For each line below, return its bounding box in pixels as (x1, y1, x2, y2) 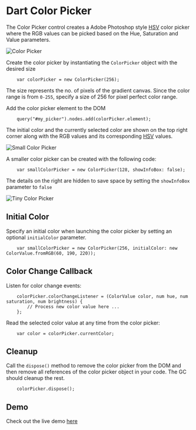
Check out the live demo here (6, 418, 78, 425)
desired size (6, 65, 36, 72)
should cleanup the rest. (6, 375, 65, 382)
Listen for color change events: (6, 282, 82, 289)
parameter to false (6, 183, 52, 190)
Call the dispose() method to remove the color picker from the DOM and (6, 362, 181, 369)
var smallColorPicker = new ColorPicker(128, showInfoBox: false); (16, 167, 185, 173)
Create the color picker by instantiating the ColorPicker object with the (6, 59, 178, 66)
